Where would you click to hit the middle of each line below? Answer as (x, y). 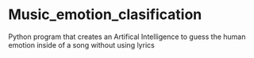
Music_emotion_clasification (105, 15)
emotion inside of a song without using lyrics (81, 44)
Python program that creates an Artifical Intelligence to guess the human (127, 37)
